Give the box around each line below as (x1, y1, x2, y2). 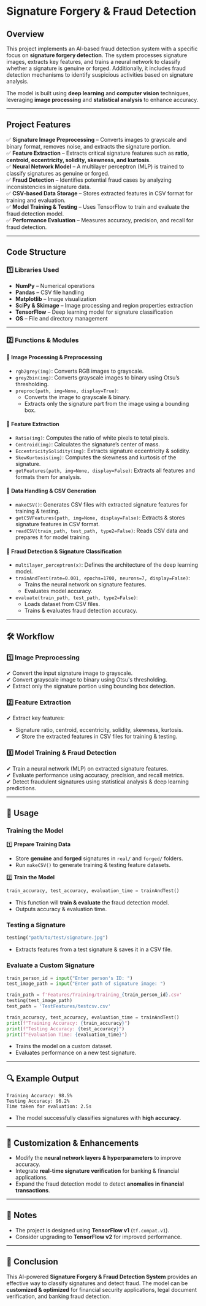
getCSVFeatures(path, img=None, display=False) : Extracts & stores (15, 514, 185, 521)
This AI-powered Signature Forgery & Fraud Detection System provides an (6, 1273, 197, 1280)
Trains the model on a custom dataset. (15, 1043, 113, 1050)
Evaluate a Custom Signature (6, 961, 95, 970)
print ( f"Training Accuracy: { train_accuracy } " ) (6, 1020, 131, 1026)
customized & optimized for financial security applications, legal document (6, 1286, 197, 1293)
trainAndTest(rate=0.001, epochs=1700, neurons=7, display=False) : (15, 574, 190, 581)
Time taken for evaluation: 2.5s (6, 1103, 92, 1110)
